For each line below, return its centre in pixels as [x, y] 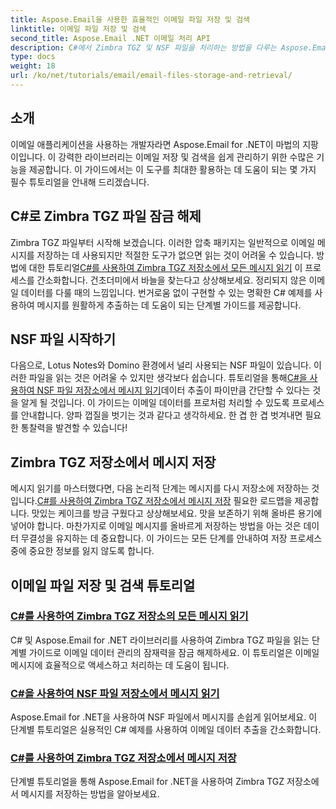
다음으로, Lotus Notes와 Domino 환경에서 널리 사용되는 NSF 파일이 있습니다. [161, 365]
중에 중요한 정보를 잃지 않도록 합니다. [82, 551]
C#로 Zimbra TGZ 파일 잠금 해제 [106, 216]
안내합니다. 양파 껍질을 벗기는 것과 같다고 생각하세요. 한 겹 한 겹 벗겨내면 [161, 415]
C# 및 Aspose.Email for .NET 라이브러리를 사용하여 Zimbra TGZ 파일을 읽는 [160, 640]
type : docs [33, 57]
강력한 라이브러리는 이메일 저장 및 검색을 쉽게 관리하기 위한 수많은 [186, 157]
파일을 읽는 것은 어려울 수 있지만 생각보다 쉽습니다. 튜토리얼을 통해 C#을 [168, 378]
